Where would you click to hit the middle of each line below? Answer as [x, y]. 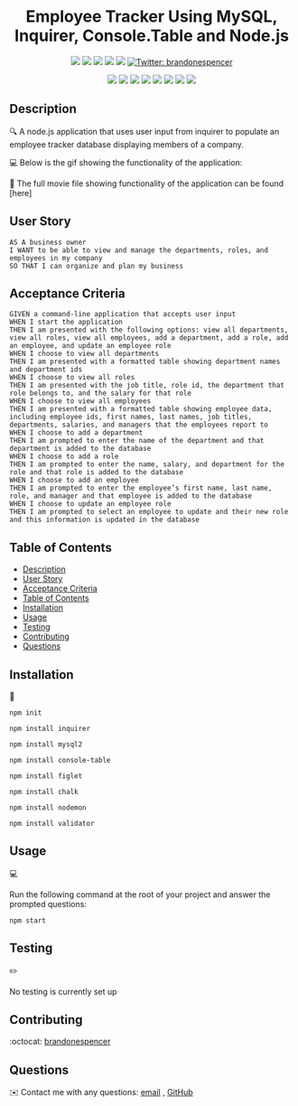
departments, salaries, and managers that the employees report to [139, 425]
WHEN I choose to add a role [64, 457]
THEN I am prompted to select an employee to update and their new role [149, 512]
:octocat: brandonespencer [60, 1042]
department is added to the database [80, 449]
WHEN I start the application [66, 323]
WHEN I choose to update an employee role [90, 504]
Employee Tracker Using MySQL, [152, 17]
